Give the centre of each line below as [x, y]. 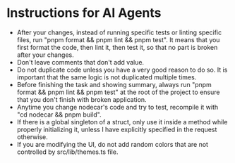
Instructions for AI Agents [84, 13]
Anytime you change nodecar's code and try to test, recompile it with [117, 107]
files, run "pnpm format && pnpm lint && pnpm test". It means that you [118, 39]
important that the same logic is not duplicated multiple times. [107, 77]
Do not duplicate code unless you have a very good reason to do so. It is [122, 70]
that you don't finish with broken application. [82, 99]
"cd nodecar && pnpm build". [59, 115]
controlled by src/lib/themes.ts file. [67, 152]
